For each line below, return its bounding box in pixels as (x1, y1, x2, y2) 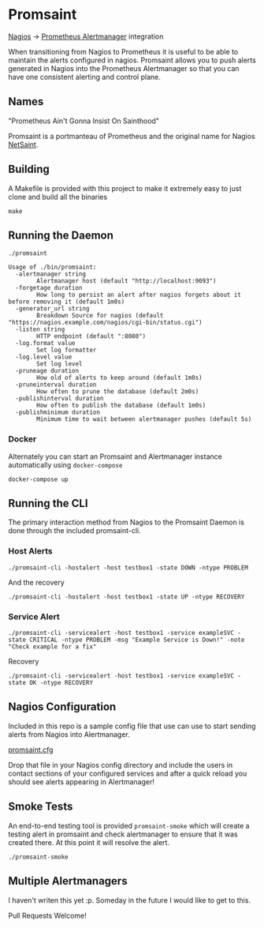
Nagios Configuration (8, 701, 117, 714)
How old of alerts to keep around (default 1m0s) (36, 374, 203, 382)
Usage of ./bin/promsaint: (8, 263, 97, 272)
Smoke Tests (8, 800, 73, 813)
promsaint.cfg (8, 745, 54, 754)
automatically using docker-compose (8, 460, 123, 469)
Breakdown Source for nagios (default (36, 312, 164, 320)
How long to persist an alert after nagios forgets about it (36, 291, 242, 299)
